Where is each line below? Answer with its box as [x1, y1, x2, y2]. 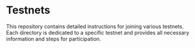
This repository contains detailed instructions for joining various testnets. [6, 23, 184, 30]
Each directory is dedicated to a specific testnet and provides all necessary [6, 29, 190, 36]
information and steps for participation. [6, 35, 102, 42]
